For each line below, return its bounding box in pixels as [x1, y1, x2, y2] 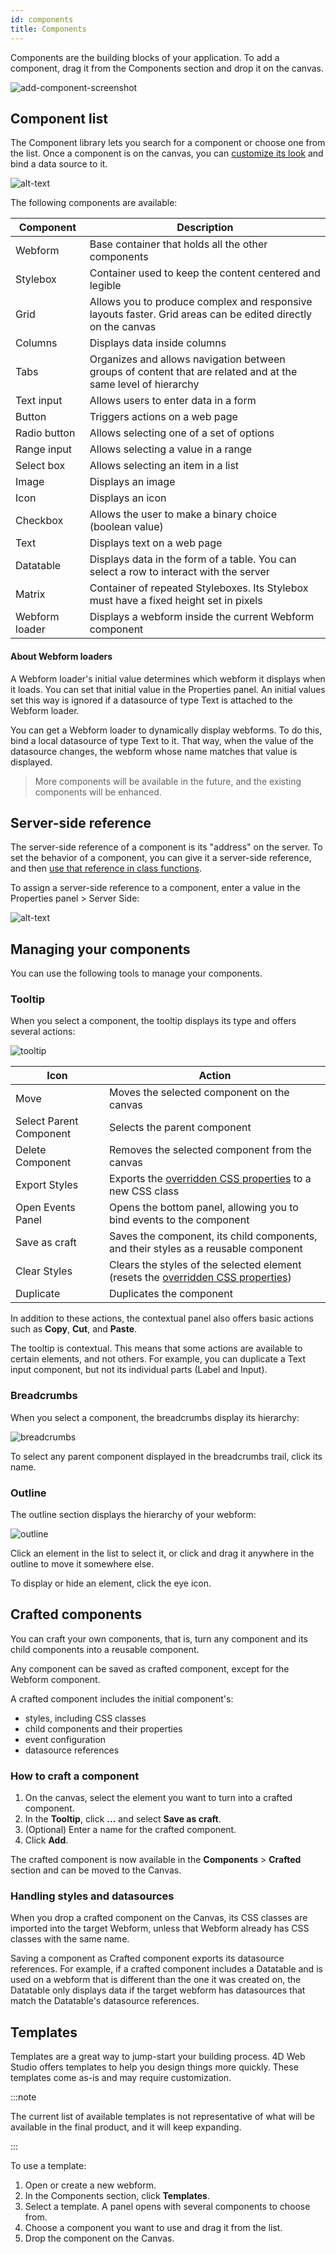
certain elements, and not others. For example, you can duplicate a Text [10, 1353, 307, 1365]
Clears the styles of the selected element [108, 1258, 302, 1272]
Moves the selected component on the [108, 1086, 290, 1100]
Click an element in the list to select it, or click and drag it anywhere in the [10, 1547, 315, 1560]
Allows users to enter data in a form [89, 394, 257, 408]
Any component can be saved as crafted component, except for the [10, 1662, 290, 1675]
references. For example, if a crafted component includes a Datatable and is [10, 1963, 323, 1975]
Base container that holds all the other [89, 237, 268, 251]
